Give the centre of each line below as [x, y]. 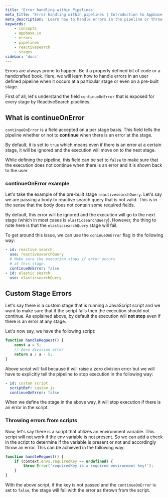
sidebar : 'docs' [22, 56]
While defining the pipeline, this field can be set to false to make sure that [82, 160]
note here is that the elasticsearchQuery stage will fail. [61, 225]
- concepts [26, 29]
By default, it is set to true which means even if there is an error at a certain [83, 145]
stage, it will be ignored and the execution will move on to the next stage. [81, 150]
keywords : [16, 24]
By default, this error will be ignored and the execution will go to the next [80, 215]
